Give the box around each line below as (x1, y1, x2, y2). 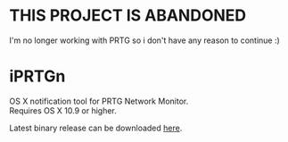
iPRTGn (9, 66, 66, 87)
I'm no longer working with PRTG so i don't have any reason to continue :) (9, 35, 281, 46)
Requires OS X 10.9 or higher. (9, 104, 118, 116)
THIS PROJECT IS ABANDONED (9, 5, 247, 26)
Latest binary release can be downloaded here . (9, 122, 183, 133)
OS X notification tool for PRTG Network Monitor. (9, 96, 189, 106)
